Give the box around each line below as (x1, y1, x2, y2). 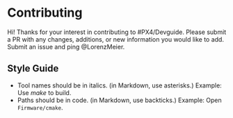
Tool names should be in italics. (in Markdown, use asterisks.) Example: (17, 81, 223, 90)
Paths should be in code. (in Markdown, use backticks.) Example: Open (17, 96, 223, 104)
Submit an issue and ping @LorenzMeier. (7, 42, 125, 51)
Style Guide (7, 62, 59, 74)
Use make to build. (17, 88, 72, 96)
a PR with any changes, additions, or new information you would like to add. (7, 35, 225, 43)
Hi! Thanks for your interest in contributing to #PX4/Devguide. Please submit (7, 28, 227, 36)
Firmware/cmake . (17, 103, 64, 112)
